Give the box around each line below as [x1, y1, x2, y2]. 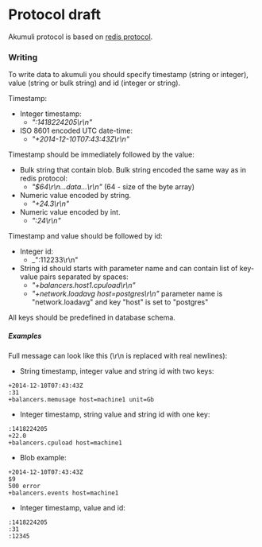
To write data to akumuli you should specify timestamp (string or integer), [8, 70, 249, 80]
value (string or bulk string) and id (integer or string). [8, 78, 181, 88]
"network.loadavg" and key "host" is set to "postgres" [31, 297, 209, 307]
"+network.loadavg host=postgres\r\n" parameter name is [31, 289, 223, 299]
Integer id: [19, 246, 54, 256]
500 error [8, 483, 41, 491]
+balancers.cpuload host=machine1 [8, 439, 123, 447]
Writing [8, 52, 38, 63]
